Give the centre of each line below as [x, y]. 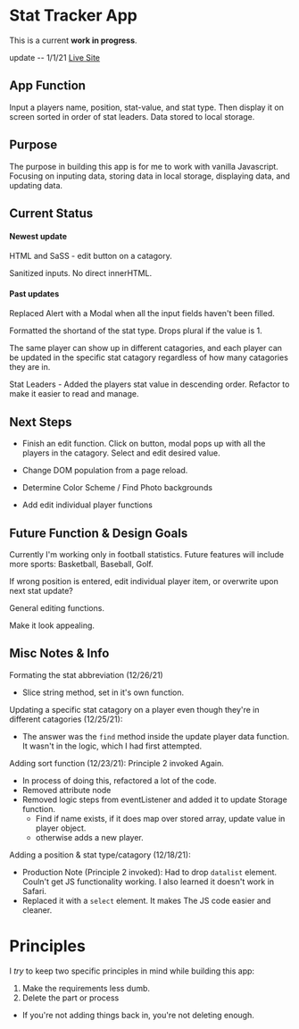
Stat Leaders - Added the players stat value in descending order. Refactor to [149, 384]
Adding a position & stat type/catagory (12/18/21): [100, 855]
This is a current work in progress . [73, 40]
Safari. [34, 891]
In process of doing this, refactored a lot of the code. [119, 780]
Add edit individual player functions [87, 505]
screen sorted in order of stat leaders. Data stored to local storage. [132, 116]
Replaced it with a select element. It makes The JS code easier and [146, 900]
